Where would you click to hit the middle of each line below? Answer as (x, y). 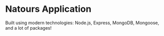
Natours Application (48, 9)
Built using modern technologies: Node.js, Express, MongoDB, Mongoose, (82, 23)
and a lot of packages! (29, 28)
